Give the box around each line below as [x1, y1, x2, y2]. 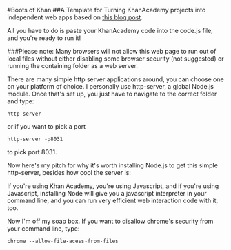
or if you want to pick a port [7, 123, 86, 130]
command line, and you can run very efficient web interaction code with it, [7, 196, 219, 205]
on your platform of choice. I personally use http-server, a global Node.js [7, 83, 214, 90]
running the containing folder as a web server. [7, 62, 138, 70]
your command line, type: [7, 225, 80, 233]
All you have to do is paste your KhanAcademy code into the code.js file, [7, 27, 214, 34]
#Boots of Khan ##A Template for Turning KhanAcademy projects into [7, 6, 206, 14]
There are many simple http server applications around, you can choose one [7, 75, 224, 83]
